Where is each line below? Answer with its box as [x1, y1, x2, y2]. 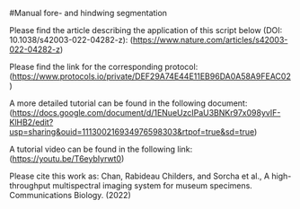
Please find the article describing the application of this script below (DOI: [9, 25, 283, 35]
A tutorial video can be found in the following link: [9, 144, 193, 154]
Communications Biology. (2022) [9, 190, 132, 200]
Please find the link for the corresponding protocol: [9, 62, 199, 72]
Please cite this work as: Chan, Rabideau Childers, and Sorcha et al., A [9, 170, 270, 181]
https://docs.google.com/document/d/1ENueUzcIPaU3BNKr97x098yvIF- [12, 108, 281, 118]
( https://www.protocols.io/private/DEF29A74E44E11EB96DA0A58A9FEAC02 [9, 71, 292, 82]
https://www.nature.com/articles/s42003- [132, 35, 288, 45]
